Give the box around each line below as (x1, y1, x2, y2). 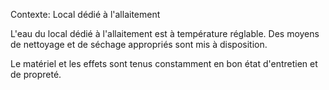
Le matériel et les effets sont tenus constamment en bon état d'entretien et (10, 58, 318, 69)
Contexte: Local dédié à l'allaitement (10, 9, 161, 20)
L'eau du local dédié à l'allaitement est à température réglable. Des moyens (10, 28, 320, 39)
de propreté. (10, 69, 62, 80)
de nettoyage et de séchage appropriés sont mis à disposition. (10, 39, 268, 50)
